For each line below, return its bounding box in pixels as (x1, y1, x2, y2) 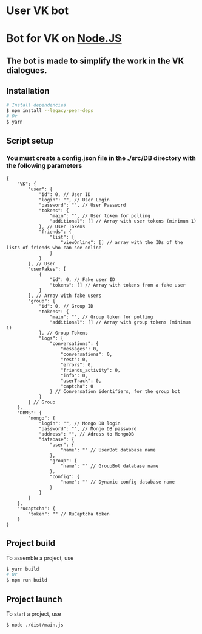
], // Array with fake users (28, 293, 102, 299)
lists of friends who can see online (6, 245, 102, 251)
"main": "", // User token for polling (49, 212, 150, 219)
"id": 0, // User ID (38, 191, 91, 198)
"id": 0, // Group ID (38, 303, 94, 309)
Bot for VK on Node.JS (6, 32, 123, 46)
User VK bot (6, 4, 69, 18)
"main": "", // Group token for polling (49, 314, 153, 320)
